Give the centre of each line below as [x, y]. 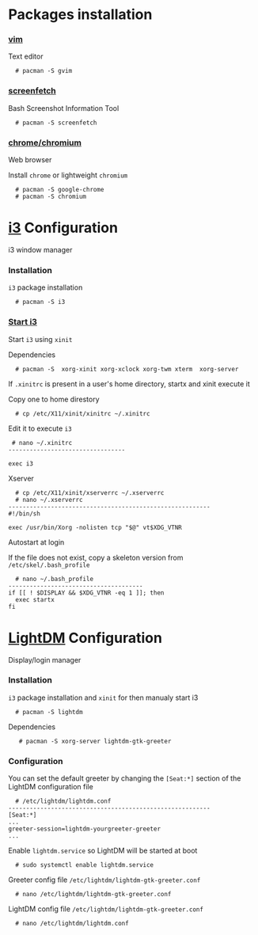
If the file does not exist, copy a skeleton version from [96, 557]
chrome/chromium [45, 143]
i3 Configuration [63, 228]
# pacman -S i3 [40, 302]
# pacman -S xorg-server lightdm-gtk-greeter [95, 741]
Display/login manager [45, 659]
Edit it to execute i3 [40, 428]
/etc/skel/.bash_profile [49, 565]
